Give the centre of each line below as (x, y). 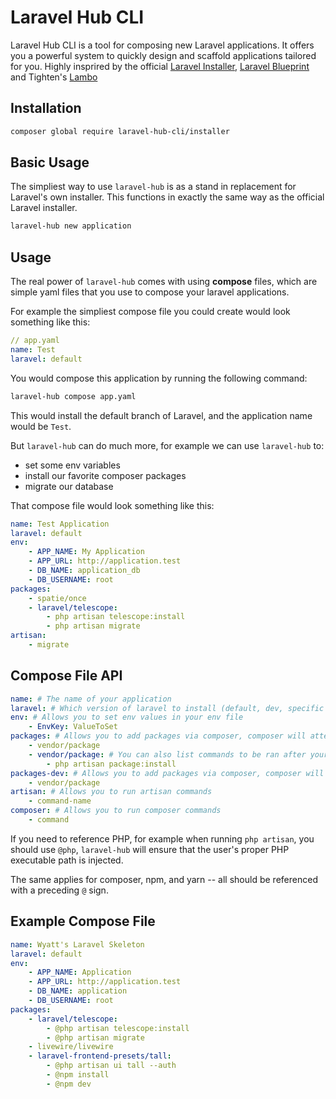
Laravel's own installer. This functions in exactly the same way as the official (167, 197)
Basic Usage (50, 162)
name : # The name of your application (91, 699)
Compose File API (66, 676)
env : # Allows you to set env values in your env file (127, 717)
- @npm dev (69, 1084)
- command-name (60, 801)
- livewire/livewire (71, 1047)
